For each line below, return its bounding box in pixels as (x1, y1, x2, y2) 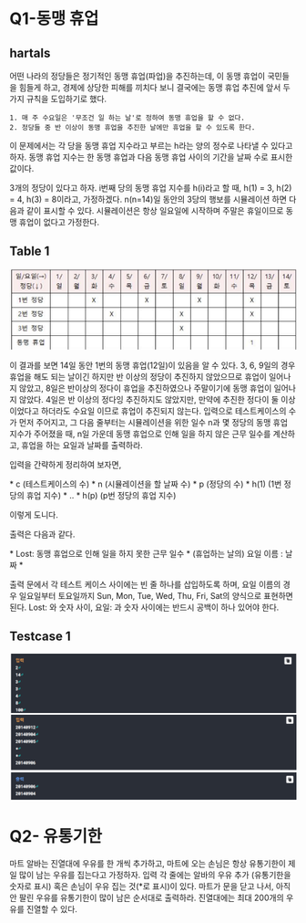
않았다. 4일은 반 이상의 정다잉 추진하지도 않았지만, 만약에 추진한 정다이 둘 (18, 393, 280, 404)
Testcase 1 (9, 629, 71, 645)
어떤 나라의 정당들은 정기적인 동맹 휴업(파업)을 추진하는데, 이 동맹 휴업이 (9, 70, 266, 81)
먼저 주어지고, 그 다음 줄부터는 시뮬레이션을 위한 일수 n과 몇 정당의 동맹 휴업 (18, 416, 289, 427)
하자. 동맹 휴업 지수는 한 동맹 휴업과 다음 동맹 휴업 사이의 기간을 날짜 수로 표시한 (9, 152, 293, 163)
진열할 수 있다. (25, 904, 77, 915)
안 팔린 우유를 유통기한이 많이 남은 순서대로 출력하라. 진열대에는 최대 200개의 (9, 892, 284, 904)
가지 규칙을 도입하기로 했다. (9, 93, 107, 104)
